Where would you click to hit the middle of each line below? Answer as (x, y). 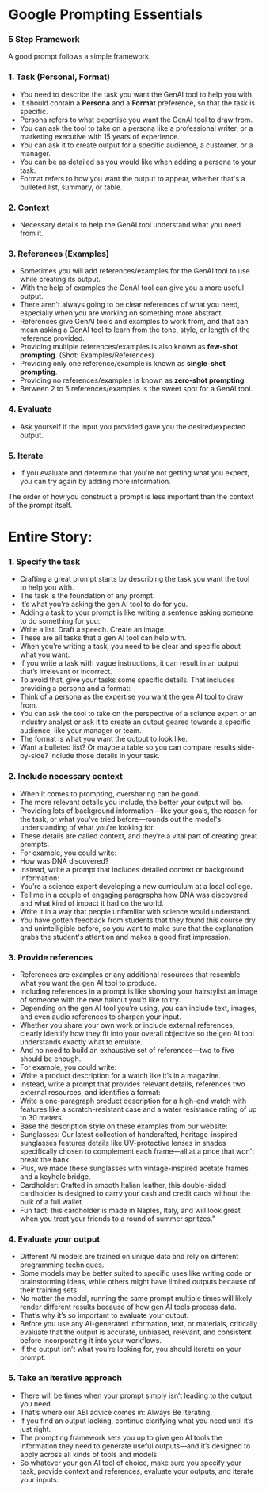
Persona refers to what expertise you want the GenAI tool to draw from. (136, 120)
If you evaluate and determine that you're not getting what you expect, (135, 472)
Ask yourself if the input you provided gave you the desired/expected (133, 426)
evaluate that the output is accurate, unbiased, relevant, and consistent (135, 1332)
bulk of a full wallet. (52, 1202)
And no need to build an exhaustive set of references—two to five (127, 1051)
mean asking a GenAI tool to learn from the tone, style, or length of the (135, 330)
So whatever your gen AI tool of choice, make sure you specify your (130, 1463)
